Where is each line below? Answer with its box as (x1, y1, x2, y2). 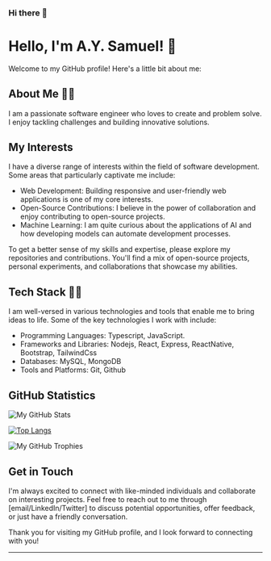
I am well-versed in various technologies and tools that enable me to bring (8, 307, 255, 316)
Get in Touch (8, 464, 74, 479)
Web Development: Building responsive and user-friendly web (19, 186, 227, 196)
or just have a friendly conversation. (8, 512, 128, 521)
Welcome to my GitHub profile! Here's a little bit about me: (8, 64, 202, 73)
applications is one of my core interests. (19, 195, 153, 204)
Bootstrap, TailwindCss (19, 348, 98, 358)
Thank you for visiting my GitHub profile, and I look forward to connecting (8, 527, 253, 537)
